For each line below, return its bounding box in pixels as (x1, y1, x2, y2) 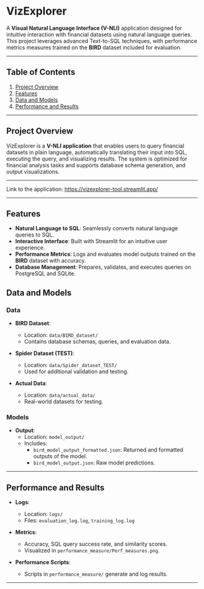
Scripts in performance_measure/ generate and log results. (24, 570, 168, 578)
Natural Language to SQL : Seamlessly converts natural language (15, 225, 178, 232)
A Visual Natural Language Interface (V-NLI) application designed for (6, 24, 182, 32)
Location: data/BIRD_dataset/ (24, 331, 98, 339)
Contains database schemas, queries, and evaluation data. (24, 338, 171, 345)
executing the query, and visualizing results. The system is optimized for (6, 155, 188, 162)
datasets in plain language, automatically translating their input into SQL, (6, 148, 188, 156)
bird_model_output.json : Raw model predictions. (33, 459, 155, 466)
